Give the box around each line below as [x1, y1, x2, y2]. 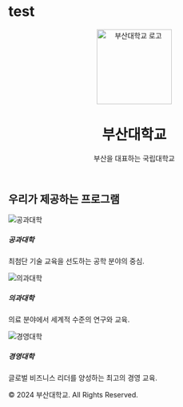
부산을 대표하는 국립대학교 [93, 153, 176, 163]
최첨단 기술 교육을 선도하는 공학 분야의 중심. [8, 256, 145, 266]
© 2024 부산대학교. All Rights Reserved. [8, 390, 138, 400]
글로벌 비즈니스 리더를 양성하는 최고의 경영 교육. [8, 373, 158, 383]
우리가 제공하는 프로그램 [8, 192, 120, 206]
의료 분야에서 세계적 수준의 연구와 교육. [8, 314, 130, 325]
